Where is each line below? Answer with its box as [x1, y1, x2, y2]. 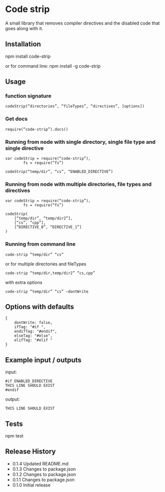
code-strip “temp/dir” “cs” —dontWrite [5, 289, 89, 294]
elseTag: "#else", [14, 333, 53, 339]
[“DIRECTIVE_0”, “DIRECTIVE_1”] [14, 224, 82, 230]
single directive [5, 144, 44, 151]
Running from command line [5, 240, 76, 248]
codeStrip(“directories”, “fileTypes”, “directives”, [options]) [5, 104, 144, 109]
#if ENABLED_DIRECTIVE [5, 379, 53, 384]
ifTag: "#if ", [14, 325, 46, 330]
